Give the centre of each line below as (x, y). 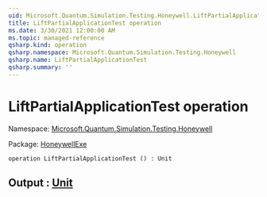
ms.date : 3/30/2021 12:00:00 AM (62, 30)
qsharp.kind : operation (48, 45)
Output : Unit (41, 183)
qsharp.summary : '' (41, 68)
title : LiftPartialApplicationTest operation (85, 23)
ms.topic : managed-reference (56, 38)
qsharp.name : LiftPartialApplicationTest (78, 60)
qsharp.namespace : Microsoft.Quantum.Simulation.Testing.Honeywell (122, 52)
